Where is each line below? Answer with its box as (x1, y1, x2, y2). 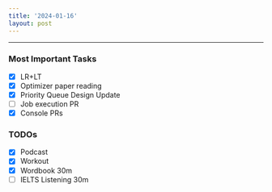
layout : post (8, 19, 53, 27)
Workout (19, 157, 49, 166)
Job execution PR (19, 98, 79, 109)
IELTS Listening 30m (19, 174, 89, 184)
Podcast (19, 147, 49, 157)
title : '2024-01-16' (8, 11, 79, 20)
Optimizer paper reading (19, 81, 103, 90)
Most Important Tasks (8, 53, 97, 65)
